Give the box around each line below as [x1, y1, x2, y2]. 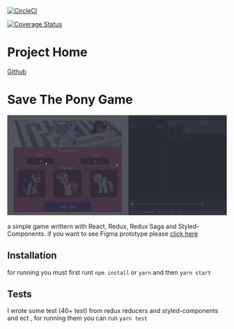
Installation [7, 250, 57, 262]
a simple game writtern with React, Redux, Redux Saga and [7, 222, 177, 230]
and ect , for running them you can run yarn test [7, 314, 148, 323]
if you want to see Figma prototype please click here [47, 230, 198, 238]
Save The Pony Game [7, 92, 134, 108]
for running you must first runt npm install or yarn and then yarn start [7, 268, 211, 276]
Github [7, 67, 26, 76]
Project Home [7, 45, 88, 61]
